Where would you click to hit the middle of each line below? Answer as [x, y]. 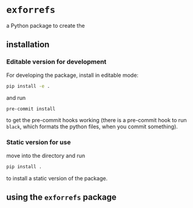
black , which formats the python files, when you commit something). [92, 127]
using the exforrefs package [61, 197]
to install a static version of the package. [57, 178]
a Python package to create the [46, 25]
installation [28, 44]
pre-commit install [31, 109]
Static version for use [39, 142]
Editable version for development [56, 62]
